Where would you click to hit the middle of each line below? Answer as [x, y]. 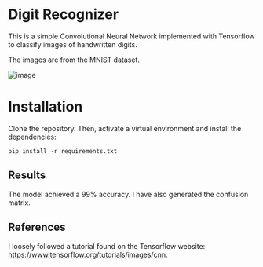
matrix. [20, 203]
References [37, 227]
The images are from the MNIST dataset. [74, 60]
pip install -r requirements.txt [63, 151]
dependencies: [32, 137]
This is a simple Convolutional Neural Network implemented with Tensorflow [131, 36]
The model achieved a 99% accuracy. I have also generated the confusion [128, 194]
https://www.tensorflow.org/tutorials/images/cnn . [88, 254]
